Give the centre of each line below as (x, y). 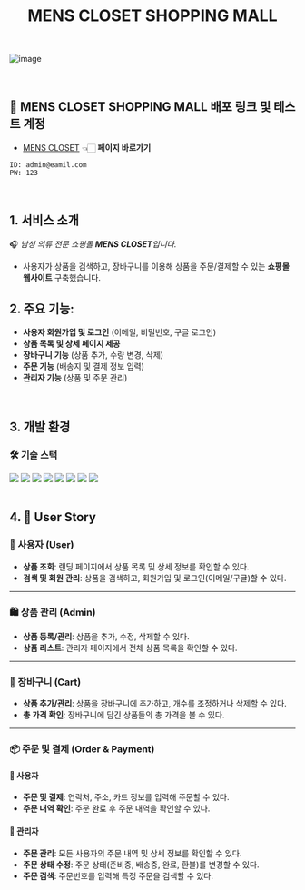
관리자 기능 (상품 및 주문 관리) (75, 378)
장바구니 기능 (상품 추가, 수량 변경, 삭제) (93, 355)
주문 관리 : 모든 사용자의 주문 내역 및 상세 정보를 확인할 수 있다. (132, 853)
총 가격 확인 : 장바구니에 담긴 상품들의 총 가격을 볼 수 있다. (123, 715)
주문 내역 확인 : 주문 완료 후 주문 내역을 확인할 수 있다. (116, 808)
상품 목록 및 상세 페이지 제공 (71, 344)
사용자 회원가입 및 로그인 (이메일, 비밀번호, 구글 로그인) (119, 332)
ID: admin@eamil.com (49, 164)
